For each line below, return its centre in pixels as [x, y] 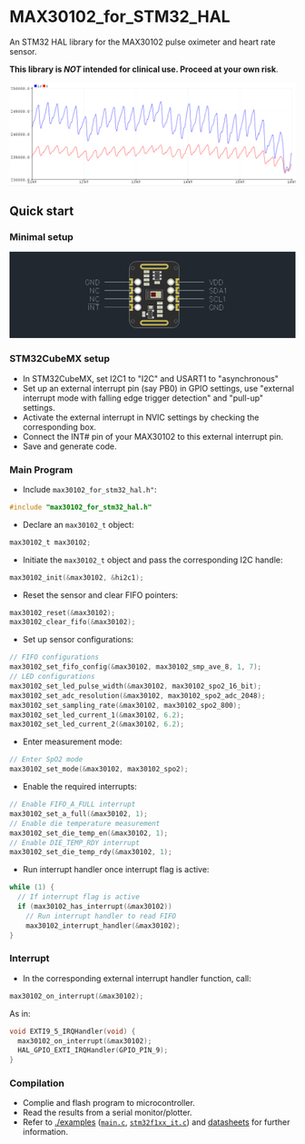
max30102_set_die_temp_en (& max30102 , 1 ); [89, 833]
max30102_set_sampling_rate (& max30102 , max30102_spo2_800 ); [126, 705]
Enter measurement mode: [72, 741]
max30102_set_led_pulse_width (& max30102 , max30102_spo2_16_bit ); [135, 686]
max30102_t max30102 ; [50, 542]
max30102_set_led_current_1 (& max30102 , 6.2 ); [97, 715]
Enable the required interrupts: [80, 787]
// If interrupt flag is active [79, 897]
